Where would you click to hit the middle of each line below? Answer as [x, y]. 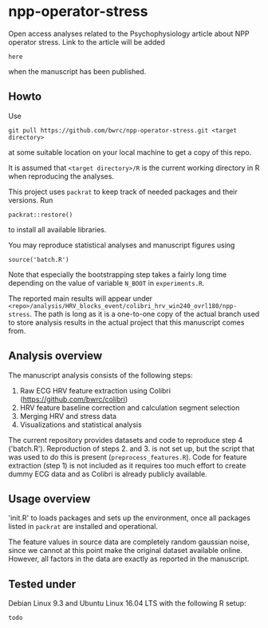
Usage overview [49, 498]
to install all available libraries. [57, 229]
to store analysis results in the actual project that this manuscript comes [126, 322]
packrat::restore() [41, 215]
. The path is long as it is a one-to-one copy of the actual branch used [144, 314]
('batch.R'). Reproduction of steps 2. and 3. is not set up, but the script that [132, 448]
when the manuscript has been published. [77, 71]
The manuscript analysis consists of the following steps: [100, 375]
